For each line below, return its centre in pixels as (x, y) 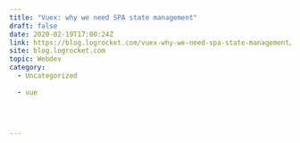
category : (28, 68)
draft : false (33, 26)
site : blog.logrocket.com (57, 51)
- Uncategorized (47, 76)
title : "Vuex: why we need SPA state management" (104, 17)
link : (19, 42)
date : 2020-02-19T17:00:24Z (62, 34)
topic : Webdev (36, 59)
